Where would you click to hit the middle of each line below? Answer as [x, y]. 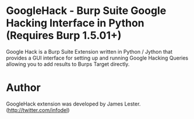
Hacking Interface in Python [75, 23]
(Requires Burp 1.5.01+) [64, 36]
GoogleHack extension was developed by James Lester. [73, 104]
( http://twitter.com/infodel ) [38, 110]
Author [23, 88]
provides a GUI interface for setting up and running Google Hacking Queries [97, 58]
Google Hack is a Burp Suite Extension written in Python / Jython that [89, 51]
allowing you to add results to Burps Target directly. [68, 64]
